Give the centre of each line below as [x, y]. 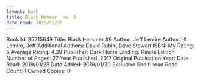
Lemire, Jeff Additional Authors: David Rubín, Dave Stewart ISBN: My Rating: [100, 46]
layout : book [22, 12]
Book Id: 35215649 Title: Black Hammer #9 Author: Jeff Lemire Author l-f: [97, 40]
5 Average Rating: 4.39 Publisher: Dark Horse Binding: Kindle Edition [90, 52]
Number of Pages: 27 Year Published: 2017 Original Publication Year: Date [97, 58]
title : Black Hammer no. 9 [41, 17]
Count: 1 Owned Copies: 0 [38, 71]
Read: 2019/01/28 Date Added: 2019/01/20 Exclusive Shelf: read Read [92, 65]
